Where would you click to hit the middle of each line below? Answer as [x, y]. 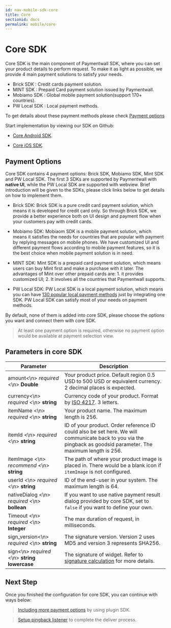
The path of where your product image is [113, 459]
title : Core [18, 15]
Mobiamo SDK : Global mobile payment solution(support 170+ [77, 95]
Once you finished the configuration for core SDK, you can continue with [81, 594]
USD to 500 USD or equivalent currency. [113, 381]
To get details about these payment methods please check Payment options [85, 116]
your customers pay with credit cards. [52, 221]
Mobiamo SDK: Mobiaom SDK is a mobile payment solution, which [82, 231]
